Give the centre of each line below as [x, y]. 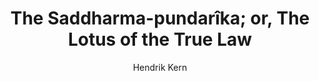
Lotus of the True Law [160, 39]
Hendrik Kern [160, 67]
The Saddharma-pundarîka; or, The [160, 18]
